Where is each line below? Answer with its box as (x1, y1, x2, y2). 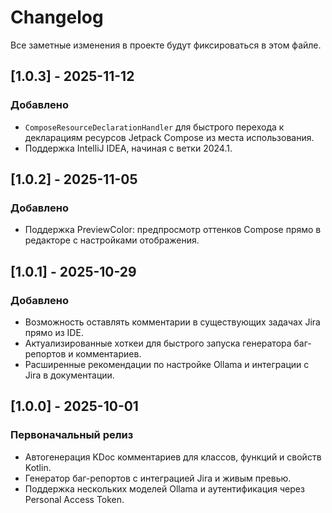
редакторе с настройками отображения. (24, 234, 200, 246)
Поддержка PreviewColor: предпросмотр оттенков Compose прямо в (24, 224, 322, 236)
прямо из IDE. (24, 327, 84, 338)
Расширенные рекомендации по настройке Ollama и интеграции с (24, 359, 310, 370)
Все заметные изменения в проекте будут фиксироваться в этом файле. (10, 39, 322, 51)
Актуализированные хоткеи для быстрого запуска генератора (24, 337, 292, 349)
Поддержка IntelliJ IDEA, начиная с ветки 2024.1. (24, 142, 233, 154)
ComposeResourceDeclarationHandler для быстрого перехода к (24, 121, 285, 133)
